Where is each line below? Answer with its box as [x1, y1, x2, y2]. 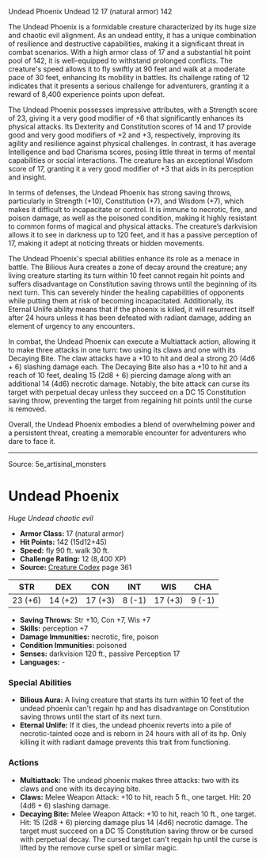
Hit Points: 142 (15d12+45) [19, 537, 107, 546]
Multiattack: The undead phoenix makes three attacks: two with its [19, 775, 240, 785]
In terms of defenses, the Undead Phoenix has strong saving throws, [8, 188, 232, 197]
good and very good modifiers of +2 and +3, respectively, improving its [8, 130, 241, 140]
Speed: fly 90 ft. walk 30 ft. [19, 546, 110, 555]
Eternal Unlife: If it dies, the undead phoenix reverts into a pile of [19, 720, 232, 730]
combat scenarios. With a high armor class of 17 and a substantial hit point [8, 48, 251, 56]
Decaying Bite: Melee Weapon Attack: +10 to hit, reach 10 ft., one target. [19, 809, 257, 819]
